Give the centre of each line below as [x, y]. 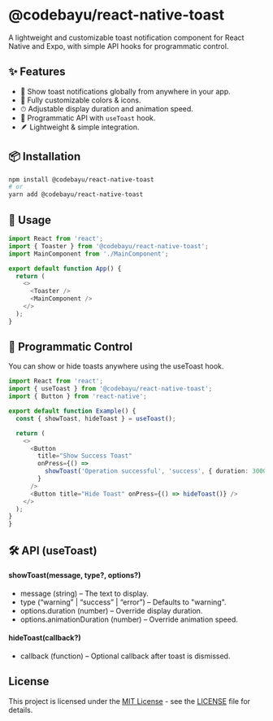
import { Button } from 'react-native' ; [78, 396]
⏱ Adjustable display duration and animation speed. [106, 108]
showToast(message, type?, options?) [75, 575]
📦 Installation [45, 157]
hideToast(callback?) [45, 638]
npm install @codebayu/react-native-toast [81, 179]
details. [21, 710]
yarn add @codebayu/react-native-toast [76, 194]
